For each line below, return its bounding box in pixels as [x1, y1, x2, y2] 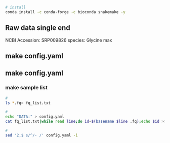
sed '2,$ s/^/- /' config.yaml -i [5, 132, 78, 138]
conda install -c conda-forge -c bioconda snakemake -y [5, 9, 125, 15]
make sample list [5, 84, 48, 91]
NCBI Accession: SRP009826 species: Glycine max [5, 37, 112, 43]
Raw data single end [5, 23, 70, 32]
